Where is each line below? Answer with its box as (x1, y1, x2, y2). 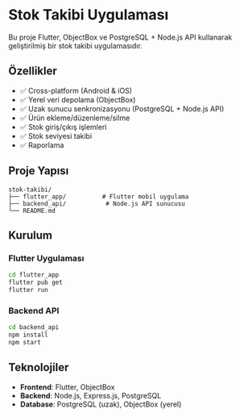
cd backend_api (8, 323, 60, 332)
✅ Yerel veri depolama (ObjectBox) (19, 94, 136, 104)
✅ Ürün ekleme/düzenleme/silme (19, 113, 130, 123)
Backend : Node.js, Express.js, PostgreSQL (19, 390, 162, 400)
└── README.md (8, 206, 56, 215)
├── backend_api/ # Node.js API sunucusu (8, 199, 185, 207)
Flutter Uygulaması (8, 252, 85, 264)
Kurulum (8, 228, 53, 242)
